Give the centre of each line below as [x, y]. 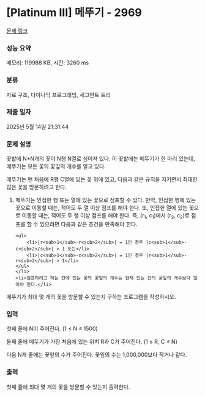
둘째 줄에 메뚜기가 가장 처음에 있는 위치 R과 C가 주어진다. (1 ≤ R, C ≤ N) [92, 342]
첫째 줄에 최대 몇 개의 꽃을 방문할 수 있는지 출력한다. [68, 387]
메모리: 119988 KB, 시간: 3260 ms [48, 63]
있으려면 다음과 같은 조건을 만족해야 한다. [88, 224]
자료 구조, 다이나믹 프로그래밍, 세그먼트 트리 [59, 95]
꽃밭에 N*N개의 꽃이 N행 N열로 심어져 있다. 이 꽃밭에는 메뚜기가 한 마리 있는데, [101, 159]
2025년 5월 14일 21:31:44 [38, 126]
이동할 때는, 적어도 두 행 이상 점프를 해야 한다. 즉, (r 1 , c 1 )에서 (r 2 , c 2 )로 [106, 216]
